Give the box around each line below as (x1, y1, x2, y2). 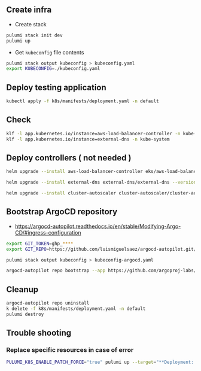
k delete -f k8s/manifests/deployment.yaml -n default (6, 306, 146, 312)
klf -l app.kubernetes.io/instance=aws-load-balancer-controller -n (6, 130, 181, 136)
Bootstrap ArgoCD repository (6, 206, 118, 217)
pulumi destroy (6, 311, 44, 317)
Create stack (14, 20, 47, 28)
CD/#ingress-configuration (14, 229, 82, 236)
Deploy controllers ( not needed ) (6, 153, 132, 163)
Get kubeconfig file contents (14, 48, 84, 56)
